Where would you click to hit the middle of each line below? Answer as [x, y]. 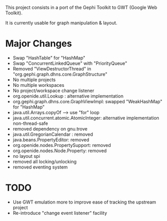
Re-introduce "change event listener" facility [60, 213]
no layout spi [26, 156]
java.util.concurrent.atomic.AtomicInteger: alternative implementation [86, 118]
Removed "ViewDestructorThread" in [52, 68]
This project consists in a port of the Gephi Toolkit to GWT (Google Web [81, 7]
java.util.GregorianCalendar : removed [53, 134]
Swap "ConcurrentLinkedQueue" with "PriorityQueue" [70, 63]
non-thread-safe [30, 123]
